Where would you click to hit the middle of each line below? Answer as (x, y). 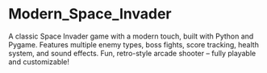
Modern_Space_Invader (90, 14)
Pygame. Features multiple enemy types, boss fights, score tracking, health (134, 44)
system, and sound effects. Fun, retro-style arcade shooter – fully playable (132, 53)
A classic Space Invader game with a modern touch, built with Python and (131, 36)
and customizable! (39, 62)
